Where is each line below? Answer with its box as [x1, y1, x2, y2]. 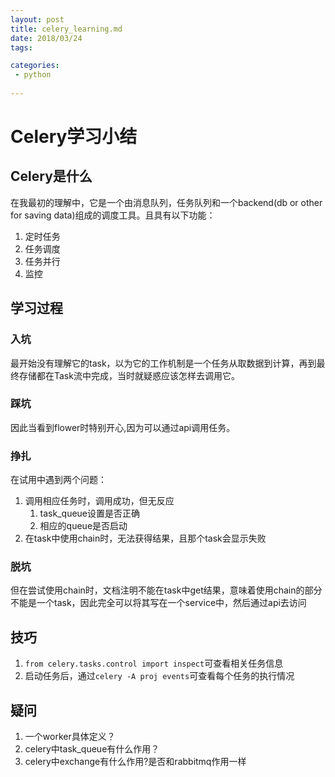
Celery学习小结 [10, 126, 138, 148]
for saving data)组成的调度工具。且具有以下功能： [10, 209, 216, 221]
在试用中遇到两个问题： [10, 474, 107, 486]
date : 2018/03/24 [10, 33, 83, 43]
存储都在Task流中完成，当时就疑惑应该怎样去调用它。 [18, 369, 240, 381]
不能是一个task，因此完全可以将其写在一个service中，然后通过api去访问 [10, 597, 307, 609]
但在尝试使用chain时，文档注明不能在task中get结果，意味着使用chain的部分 [10, 584, 323, 596]
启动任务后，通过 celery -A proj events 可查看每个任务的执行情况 [24, 670, 295, 682]
